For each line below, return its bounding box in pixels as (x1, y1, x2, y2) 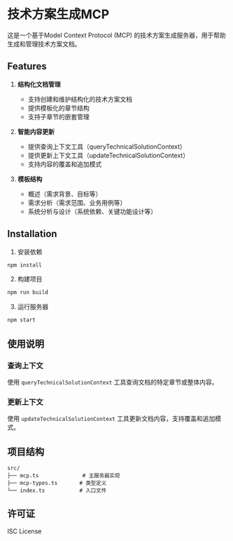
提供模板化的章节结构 (27, 103, 90, 112)
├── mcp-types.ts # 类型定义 (7, 479, 107, 486)
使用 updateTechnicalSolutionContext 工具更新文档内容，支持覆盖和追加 (7, 415, 216, 423)
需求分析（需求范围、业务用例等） (27, 198, 127, 207)
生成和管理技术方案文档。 (7, 39, 81, 48)
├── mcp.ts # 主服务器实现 (7, 472, 120, 479)
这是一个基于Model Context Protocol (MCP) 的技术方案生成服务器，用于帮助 (7, 31, 226, 39)
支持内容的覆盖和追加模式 (27, 159, 102, 168)
